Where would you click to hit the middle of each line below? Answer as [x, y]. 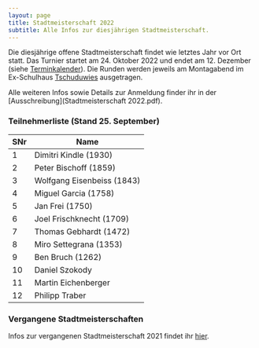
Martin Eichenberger [72, 282]
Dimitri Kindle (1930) [73, 155]
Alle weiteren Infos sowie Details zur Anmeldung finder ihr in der [113, 93]
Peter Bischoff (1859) [75, 167]
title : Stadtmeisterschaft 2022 [61, 23]
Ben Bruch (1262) [68, 257]
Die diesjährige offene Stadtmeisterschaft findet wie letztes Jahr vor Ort [125, 53]
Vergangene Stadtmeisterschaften [76, 319]
